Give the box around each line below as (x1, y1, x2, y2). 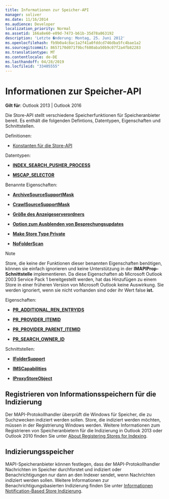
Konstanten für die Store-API (12, 143, 73, 149)
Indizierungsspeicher (5, 447, 74, 456)
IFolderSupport (12, 356, 45, 362)
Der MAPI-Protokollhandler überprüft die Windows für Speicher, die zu (5, 411, 152, 418)
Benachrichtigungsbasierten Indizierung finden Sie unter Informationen (5, 482, 153, 488)
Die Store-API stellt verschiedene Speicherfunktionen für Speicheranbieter (5, 112, 160, 118)
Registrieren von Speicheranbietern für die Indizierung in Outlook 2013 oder (5, 427, 163, 433)
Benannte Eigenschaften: (5, 182, 58, 188)
